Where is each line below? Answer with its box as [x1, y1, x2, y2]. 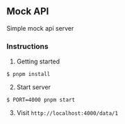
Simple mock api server [6, 24, 74, 32]
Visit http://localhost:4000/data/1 [16, 109, 119, 117]
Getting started [16, 57, 60, 65]
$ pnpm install [6, 71, 51, 78]
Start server [16, 83, 51, 91]
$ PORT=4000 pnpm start [6, 97, 76, 104]
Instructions [6, 41, 49, 51]
